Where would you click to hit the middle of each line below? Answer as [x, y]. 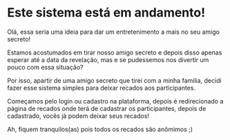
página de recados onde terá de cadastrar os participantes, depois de [107, 108]
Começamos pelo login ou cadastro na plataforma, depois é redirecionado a [115, 101]
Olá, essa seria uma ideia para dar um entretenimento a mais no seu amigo [113, 32]
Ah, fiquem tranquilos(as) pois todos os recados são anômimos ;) [100, 129]
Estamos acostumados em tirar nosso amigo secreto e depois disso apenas [115, 52]
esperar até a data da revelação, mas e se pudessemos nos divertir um [108, 59]
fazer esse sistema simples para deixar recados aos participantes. [101, 88]
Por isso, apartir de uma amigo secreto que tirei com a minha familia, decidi [115, 80]
